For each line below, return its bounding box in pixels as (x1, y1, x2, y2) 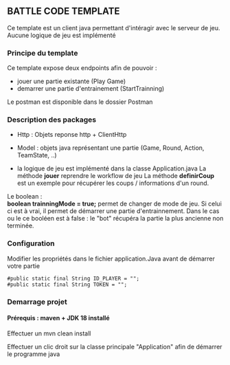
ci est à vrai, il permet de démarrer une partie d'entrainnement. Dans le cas (7, 207, 220, 215)
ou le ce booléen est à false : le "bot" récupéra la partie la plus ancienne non (7, 214, 224, 223)
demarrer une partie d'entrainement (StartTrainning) (16, 85, 165, 93)
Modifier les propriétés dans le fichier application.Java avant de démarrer (7, 254, 215, 263)
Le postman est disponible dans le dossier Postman (7, 98, 153, 106)
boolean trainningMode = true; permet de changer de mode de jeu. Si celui (7, 199, 222, 208)
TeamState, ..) (16, 151, 57, 159)
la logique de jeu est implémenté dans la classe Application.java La (16, 164, 207, 173)
